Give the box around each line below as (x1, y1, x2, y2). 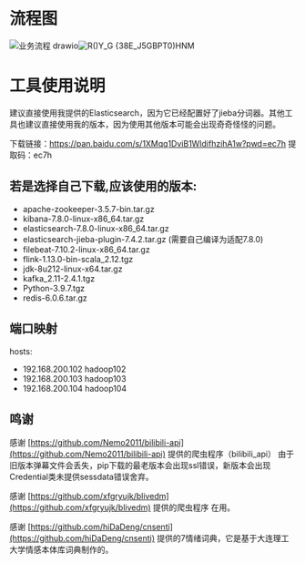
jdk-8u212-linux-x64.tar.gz (22, 263, 123, 274)
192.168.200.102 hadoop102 (22, 363, 127, 374)
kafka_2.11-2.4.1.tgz (22, 272, 96, 283)
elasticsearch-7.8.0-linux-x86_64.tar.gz (22, 222, 170, 233)
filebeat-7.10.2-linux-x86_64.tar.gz (22, 243, 150, 255)
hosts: (9, 345, 33, 356)
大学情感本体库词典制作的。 (9, 544, 114, 556)
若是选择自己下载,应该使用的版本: (9, 179, 198, 194)
